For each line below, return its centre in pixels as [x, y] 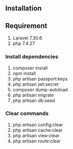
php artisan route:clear [37, 141]
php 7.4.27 [24, 43]
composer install [30, 68]
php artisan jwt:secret [35, 84]
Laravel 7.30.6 [27, 38]
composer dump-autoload [40, 89]
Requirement [26, 26]
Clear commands [27, 113]
